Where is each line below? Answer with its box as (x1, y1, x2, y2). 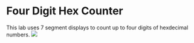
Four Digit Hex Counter (6, 4, 123, 18)
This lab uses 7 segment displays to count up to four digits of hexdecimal (6, 24, 189, 31)
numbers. (6, 31, 30, 38)
